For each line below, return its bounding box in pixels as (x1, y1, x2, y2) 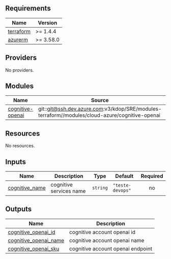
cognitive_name (8, 185, 46, 192)
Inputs (5, 158, 26, 166)
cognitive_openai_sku (8, 245, 60, 252)
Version (38, 19, 58, 26)
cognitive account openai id (69, 228, 136, 236)
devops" (112, 188, 131, 193)
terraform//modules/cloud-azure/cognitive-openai (38, 112, 160, 119)
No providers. (5, 67, 34, 73)
